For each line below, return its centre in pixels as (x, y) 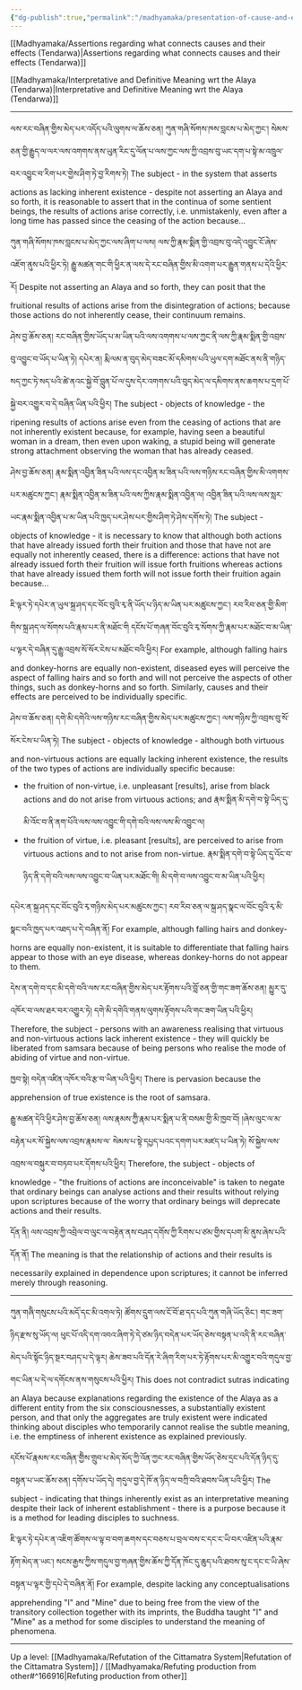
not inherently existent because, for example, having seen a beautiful (138, 431)
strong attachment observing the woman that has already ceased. (132, 451)
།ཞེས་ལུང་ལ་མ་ (262, 1118)
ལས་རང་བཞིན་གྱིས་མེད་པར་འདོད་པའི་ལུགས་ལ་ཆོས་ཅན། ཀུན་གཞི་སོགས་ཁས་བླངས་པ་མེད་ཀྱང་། (140, 128)
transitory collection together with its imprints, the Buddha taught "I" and (144, 1612)
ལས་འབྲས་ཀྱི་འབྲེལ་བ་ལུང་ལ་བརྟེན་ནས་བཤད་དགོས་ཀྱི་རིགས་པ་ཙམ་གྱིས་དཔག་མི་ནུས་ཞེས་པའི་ (159, 1232)
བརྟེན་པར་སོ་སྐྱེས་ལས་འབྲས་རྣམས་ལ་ (60, 1140)
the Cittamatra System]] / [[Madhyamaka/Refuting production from (133, 1666)
